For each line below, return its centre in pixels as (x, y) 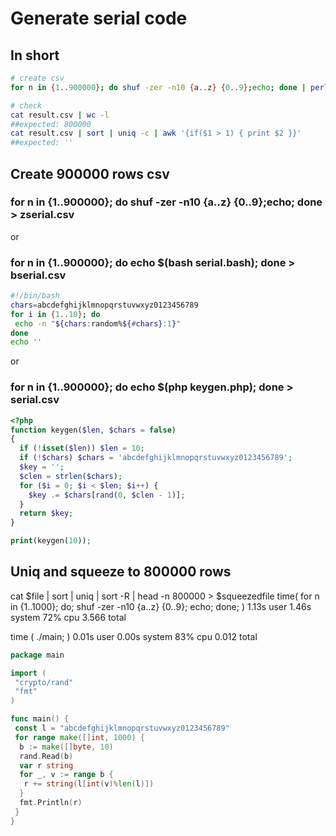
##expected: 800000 (51, 124)
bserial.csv (38, 275)
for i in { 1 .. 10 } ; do (55, 314)
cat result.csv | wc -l (60, 115)
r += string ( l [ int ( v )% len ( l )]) (89, 784)
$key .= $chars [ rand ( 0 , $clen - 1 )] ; (107, 495)
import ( (28, 673)
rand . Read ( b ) (46, 756)
